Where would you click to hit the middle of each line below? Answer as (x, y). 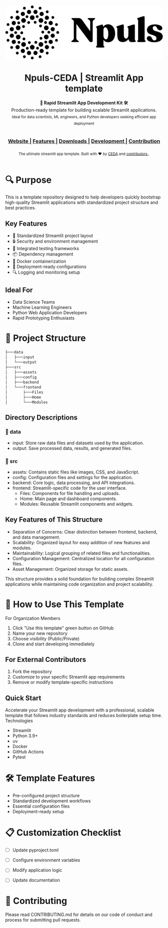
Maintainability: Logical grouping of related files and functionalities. (81, 553)
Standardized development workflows (51, 801)
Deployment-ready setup (38, 812)
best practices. (20, 208)
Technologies (19, 721)
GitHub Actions (28, 752)
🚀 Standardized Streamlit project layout (53, 236)
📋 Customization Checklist (63, 833)
